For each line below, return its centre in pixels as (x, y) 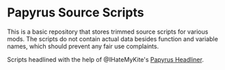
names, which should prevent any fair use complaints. (83, 46)
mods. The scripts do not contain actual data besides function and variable (113, 38)
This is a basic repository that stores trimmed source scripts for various (108, 32)
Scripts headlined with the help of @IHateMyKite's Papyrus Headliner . (105, 59)
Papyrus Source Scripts (76, 13)
